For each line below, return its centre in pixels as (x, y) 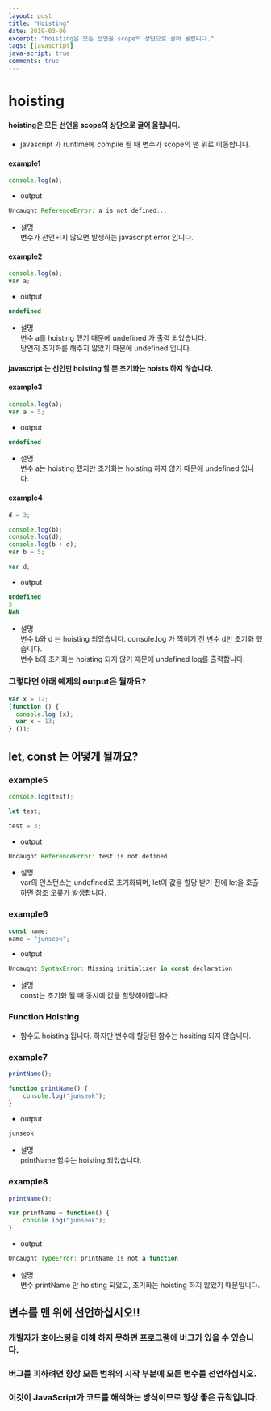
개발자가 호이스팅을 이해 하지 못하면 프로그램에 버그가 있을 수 (119, 1338)
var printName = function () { (59, 1213)
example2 (25, 256)
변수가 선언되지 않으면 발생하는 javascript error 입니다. (106, 237)
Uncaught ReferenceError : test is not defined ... (94, 856)
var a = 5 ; (27, 412)
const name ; (28, 931)
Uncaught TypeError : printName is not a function (94, 1259)
